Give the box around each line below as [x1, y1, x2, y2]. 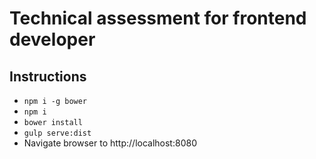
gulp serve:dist [23, 128, 92, 138]
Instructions [9, 68, 87, 85]
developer [9, 28, 96, 51]
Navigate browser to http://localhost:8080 [23, 137, 197, 149]
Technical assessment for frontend [9, 7, 307, 30]
